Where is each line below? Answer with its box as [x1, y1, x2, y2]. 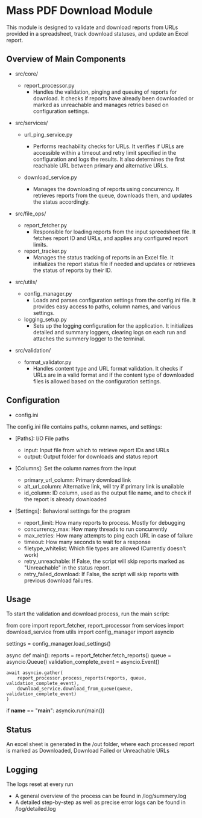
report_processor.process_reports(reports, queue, [17, 675, 147, 681]
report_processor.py [24, 82, 75, 89]
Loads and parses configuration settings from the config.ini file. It [33, 296, 196, 304]
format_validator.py [24, 358, 72, 366]
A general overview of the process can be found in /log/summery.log [14, 793, 186, 799]
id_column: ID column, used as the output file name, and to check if [24, 489, 192, 496]
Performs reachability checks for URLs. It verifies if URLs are [33, 143, 184, 150]
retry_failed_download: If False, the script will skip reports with [24, 570, 179, 577]
